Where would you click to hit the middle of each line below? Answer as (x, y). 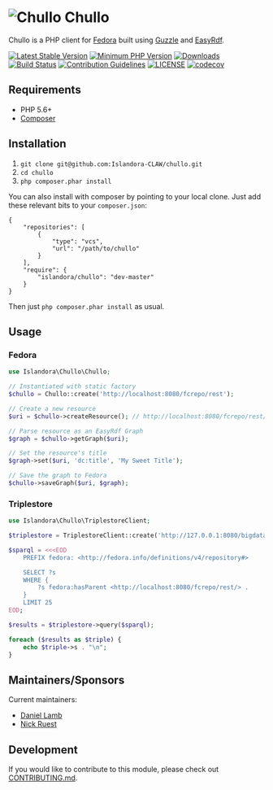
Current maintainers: (43, 700)
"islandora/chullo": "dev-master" (96, 277)
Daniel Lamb (41, 715)
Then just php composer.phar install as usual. (87, 306)
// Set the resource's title (58, 453)
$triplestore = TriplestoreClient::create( (83, 536)
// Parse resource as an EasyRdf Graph (76, 431)
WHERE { (36, 580)
